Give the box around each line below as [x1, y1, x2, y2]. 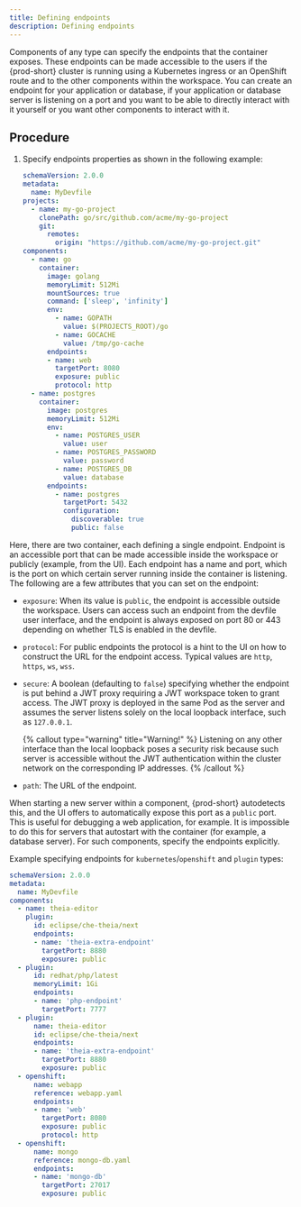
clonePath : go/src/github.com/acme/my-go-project [39, 213, 229, 222]
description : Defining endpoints [9, 22, 135, 31]
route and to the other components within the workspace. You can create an [9, 75, 293, 86]
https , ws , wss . [22, 660, 75, 672]
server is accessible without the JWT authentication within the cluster [22, 753, 282, 764]
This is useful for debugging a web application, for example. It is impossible [9, 817, 290, 828]
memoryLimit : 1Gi [32, 980, 99, 989]
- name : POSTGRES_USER [55, 431, 141, 440]
